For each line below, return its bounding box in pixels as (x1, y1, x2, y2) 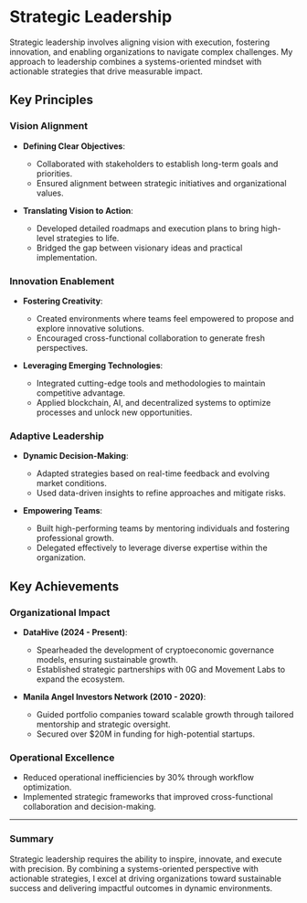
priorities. (36, 167, 73, 179)
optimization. (22, 781, 72, 792)
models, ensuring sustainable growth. (36, 653, 178, 664)
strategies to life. (56, 232, 120, 243)
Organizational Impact (9, 606, 111, 619)
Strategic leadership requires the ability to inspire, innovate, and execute (9, 853, 282, 865)
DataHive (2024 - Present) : (22, 626, 128, 637)
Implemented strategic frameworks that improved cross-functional (22, 791, 274, 802)
